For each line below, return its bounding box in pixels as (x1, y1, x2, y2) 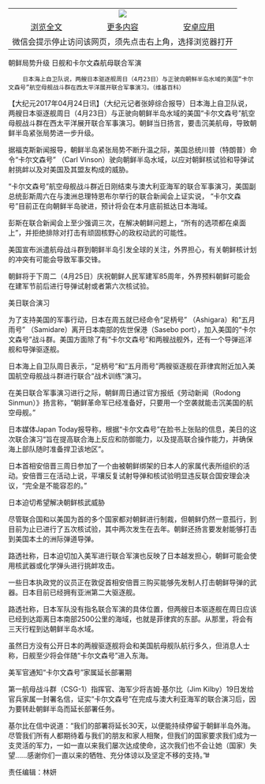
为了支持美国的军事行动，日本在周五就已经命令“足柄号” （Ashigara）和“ (8, 315, 242, 324)
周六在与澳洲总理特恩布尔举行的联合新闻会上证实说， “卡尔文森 (35, 191, 242, 201)
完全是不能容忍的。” (24, 481, 88, 490)
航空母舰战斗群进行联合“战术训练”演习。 (14, 371, 146, 380)
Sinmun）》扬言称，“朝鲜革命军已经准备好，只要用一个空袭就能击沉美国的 (8, 398, 247, 407)
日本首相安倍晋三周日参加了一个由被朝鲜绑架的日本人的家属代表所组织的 (8, 462, 243, 470)
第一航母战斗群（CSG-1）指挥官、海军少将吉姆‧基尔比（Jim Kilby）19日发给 (8, 684, 255, 694)
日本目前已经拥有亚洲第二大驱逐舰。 (21, 588, 140, 597)
